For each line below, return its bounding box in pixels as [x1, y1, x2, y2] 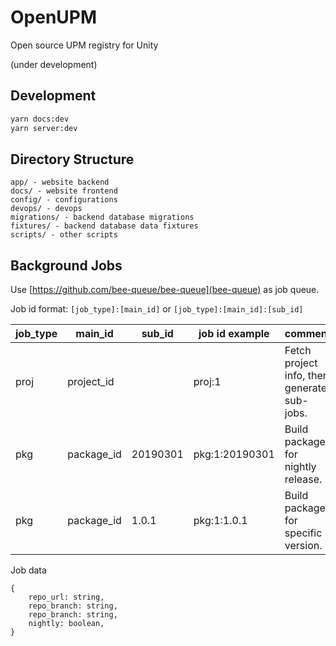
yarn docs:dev [10, 114, 70, 124]
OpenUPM [10, 6, 98, 29]
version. [284, 539, 323, 553]
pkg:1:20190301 [193, 447, 275, 461]
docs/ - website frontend [10, 186, 118, 196]
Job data [10, 564, 47, 576]
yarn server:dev [10, 123, 78, 133]
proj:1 [193, 375, 222, 389]
